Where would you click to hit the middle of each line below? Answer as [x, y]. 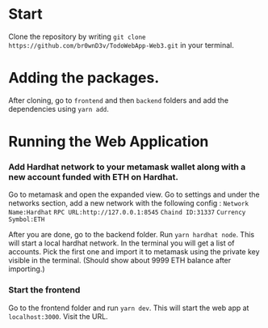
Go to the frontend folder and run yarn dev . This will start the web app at [129, 308]
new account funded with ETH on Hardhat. [94, 177]
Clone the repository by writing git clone [77, 36]
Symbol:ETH [27, 219]
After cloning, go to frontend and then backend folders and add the [118, 100]
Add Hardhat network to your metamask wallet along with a [127, 167]
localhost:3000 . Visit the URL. [58, 316]
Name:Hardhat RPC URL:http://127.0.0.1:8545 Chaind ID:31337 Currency [127, 213]
